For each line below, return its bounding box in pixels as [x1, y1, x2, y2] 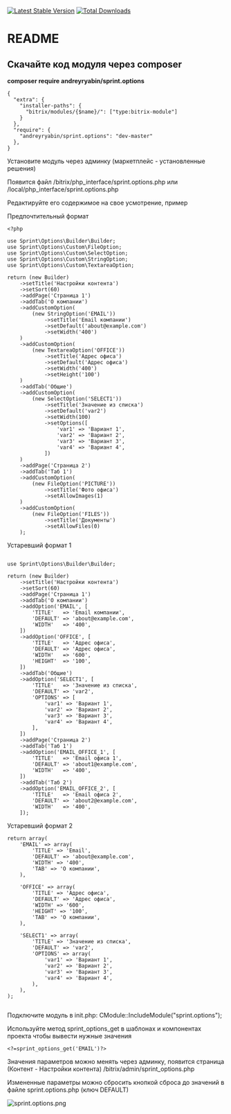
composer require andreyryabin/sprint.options [7, 77, 145, 85]
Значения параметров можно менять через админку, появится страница [7, 1058, 225, 1065]
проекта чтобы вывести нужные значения [7, 1032, 132, 1040]
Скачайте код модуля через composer [7, 58, 182, 70]
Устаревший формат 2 [7, 822, 73, 830]
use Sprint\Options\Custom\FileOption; [7, 243, 122, 250]
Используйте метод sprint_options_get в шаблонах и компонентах [7, 1025, 202, 1033]
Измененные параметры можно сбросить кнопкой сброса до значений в [7, 1079, 225, 1086]
